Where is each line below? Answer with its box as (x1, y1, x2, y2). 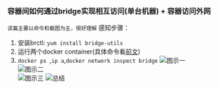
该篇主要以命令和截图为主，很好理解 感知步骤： (7, 23, 130, 32)
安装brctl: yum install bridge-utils (17, 39, 124, 47)
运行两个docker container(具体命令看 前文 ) (17, 47, 140, 56)
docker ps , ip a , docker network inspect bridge (17, 57, 158, 65)
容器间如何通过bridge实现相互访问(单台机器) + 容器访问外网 (7, 6, 211, 16)
